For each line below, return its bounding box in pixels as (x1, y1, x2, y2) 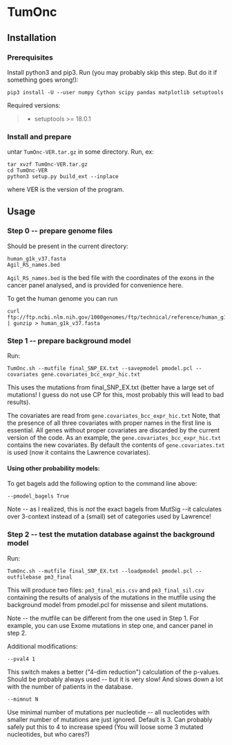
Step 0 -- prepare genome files (7, 226, 113, 236)
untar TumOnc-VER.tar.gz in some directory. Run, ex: (7, 148, 154, 156)
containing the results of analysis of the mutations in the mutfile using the (7, 593, 216, 602)
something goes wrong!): (7, 76, 79, 84)
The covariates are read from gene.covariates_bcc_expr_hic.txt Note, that (7, 412, 221, 420)
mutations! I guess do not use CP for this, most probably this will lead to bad (7, 391, 224, 399)
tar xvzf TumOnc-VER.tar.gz (7, 161, 88, 168)
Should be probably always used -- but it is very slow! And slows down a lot (7, 675, 223, 683)
